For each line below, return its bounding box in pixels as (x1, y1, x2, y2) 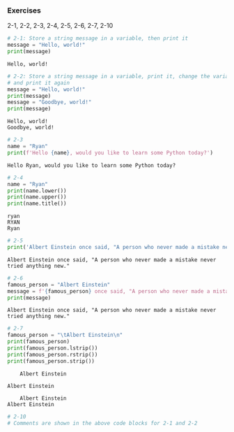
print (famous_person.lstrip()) (7, 345, 98, 352)
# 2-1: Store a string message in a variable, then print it (7, 35, 189, 42)
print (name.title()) (7, 200, 68, 208)
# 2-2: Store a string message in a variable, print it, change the (7, 73, 210, 80)
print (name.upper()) (7, 194, 68, 201)
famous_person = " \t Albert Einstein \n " (7, 331, 123, 339)
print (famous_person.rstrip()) (7, 351, 98, 358)
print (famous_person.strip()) (7, 357, 95, 365)
